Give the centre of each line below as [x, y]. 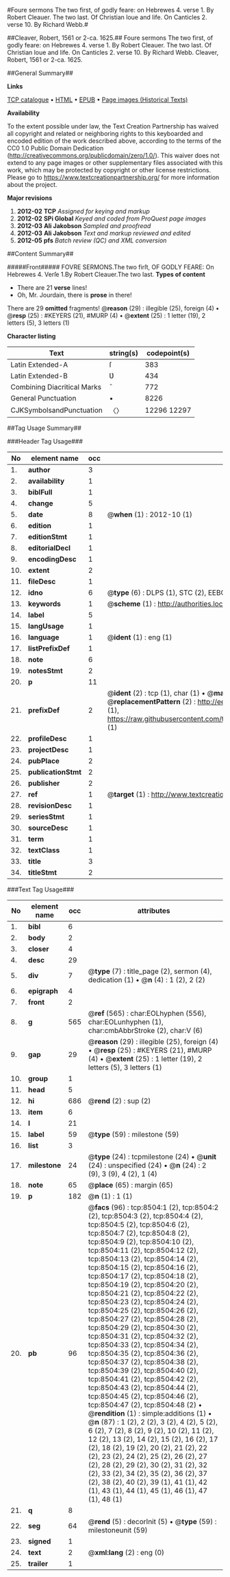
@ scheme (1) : [131, 604]
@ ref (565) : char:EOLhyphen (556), [147, 1013]
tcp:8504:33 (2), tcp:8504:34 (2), [143, 1345]
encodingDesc [52, 559]
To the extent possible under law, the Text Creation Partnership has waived [113, 126]
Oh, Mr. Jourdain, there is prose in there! [74, 295]
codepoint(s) [168, 353]
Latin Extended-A [39, 365]
